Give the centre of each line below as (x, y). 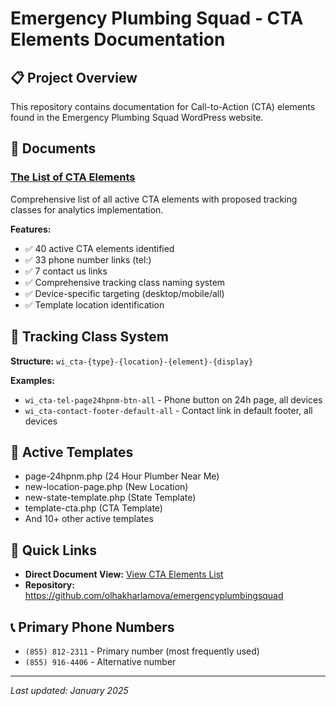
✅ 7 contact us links (66, 271)
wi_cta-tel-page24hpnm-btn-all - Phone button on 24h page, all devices (173, 399)
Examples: (32, 380)
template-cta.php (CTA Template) (93, 508)
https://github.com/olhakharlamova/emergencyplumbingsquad (154, 596)
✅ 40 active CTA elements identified (99, 248)
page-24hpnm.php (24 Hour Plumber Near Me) (122, 476)
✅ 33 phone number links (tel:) (88, 259)
